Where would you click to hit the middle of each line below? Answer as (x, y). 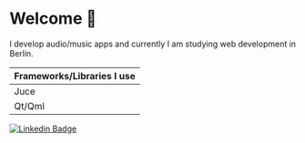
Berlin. (21, 53)
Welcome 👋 (53, 19)
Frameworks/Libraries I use (75, 76)
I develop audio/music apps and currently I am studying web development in (153, 44)
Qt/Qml (30, 106)
